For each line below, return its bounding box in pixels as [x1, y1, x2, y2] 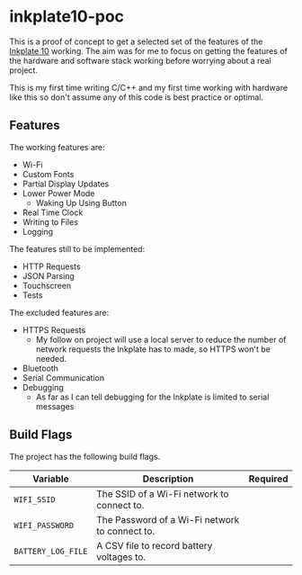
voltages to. [95, 551, 147, 563]
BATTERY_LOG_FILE [13, 546, 88, 556]
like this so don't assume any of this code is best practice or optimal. [9, 92, 263, 103]
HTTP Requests [22, 261, 81, 272]
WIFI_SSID [13, 494, 56, 505]
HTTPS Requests [22, 324, 86, 335]
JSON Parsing [22, 270, 75, 281]
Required [248, 472, 289, 485]
